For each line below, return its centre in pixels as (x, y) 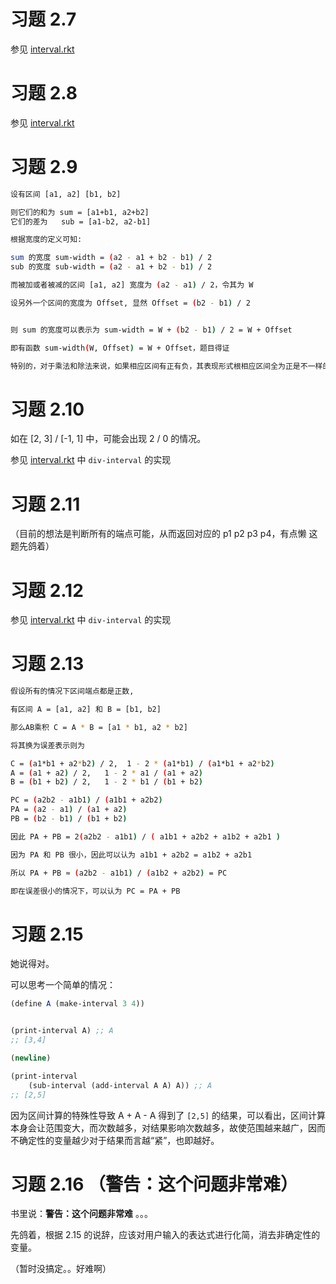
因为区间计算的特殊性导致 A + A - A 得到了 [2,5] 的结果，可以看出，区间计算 (168, 1115)
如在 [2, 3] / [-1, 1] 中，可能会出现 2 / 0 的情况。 (108, 439)
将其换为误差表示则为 (47, 745)
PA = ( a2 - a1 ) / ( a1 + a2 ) (69, 810)
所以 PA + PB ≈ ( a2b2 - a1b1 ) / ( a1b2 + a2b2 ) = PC (119, 873)
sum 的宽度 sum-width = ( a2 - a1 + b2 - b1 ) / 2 (111, 258)
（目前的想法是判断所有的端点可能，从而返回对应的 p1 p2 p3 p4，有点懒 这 (164, 534)
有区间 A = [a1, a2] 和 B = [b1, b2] (86, 710)
